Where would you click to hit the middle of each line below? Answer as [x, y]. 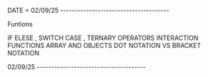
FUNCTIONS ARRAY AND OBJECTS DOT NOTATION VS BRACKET [104, 45]
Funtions [20, 24]
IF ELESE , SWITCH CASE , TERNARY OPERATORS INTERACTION [103, 38]
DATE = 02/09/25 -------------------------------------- [88, 10]
